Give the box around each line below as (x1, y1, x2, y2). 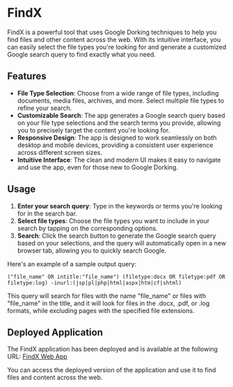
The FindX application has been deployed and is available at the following (7, 345, 218, 354)
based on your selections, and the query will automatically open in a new (17, 238, 227, 247)
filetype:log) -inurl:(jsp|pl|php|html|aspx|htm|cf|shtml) (7, 279, 182, 287)
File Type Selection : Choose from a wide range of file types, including (17, 89, 219, 97)
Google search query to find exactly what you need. (7, 50, 156, 59)
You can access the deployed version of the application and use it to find (7, 366, 216, 374)
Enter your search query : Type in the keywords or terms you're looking (17, 202, 223, 210)
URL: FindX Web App (7, 352, 67, 361)
